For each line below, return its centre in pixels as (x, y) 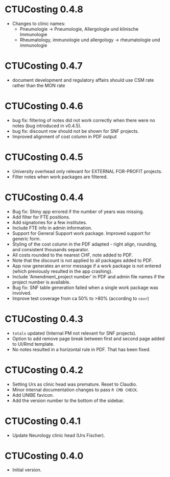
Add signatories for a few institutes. (50, 222)
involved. (22, 293)
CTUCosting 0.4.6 (44, 106)
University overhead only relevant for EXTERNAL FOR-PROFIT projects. (87, 171)
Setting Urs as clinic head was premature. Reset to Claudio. (75, 384)
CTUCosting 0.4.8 (44, 9)
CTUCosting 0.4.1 (43, 421)
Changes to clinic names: (39, 23)
